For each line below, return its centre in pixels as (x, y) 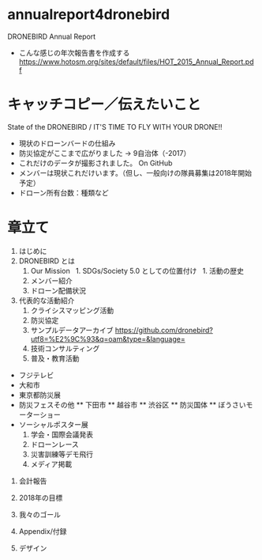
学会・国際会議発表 (62, 434)
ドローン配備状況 (58, 290)
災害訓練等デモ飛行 (62, 454)
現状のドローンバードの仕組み (67, 143)
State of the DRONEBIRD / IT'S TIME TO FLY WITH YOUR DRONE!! (115, 127)
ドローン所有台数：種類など (64, 192)
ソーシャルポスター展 (53, 424)
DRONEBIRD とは (47, 261)
